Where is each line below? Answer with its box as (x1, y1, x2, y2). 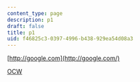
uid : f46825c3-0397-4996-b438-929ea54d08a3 (7, 36, 134, 42)
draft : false (7, 23, 45, 29)
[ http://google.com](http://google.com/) (7, 54, 120, 62)
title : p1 (7, 29, 36, 36)
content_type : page (7, 10, 63, 17)
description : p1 (7, 16, 54, 23)
